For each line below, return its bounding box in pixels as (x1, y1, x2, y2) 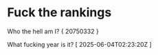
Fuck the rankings (7, 5, 112, 20)
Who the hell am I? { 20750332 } (7, 27, 100, 35)
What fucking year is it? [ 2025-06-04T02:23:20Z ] (7, 40, 153, 48)
